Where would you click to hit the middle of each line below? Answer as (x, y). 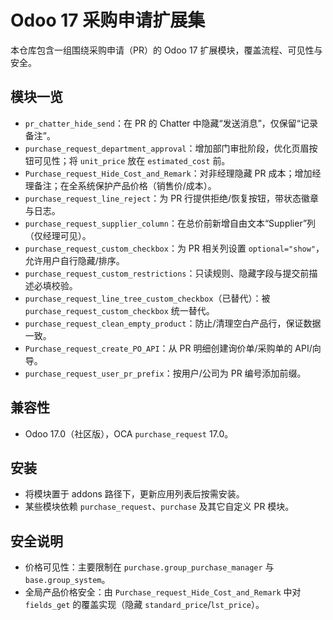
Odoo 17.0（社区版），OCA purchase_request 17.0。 (129, 433)
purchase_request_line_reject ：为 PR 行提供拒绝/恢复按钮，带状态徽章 (172, 198)
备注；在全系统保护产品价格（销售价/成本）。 (125, 185)
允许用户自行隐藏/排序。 (74, 260)
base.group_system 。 (67, 580)
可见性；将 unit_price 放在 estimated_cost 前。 (132, 160)
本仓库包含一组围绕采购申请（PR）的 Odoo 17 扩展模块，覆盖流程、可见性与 (166, 50)
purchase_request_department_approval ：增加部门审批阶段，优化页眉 (167, 148)
